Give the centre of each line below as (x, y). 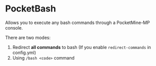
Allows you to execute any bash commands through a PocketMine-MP (77, 22)
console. (14, 27)
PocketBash (31, 9)
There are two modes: (28, 37)
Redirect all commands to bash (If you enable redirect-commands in (82, 47)
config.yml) (24, 52)
